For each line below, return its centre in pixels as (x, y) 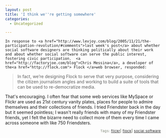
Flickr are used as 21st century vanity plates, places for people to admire (79, 102)
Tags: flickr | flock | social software (131, 131)
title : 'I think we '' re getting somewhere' (51, 14)
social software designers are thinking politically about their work (79, 50)
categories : (17, 19)
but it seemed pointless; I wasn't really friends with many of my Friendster (81, 112)
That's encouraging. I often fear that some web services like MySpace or (79, 96)
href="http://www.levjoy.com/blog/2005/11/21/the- (98, 42)
